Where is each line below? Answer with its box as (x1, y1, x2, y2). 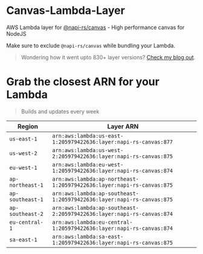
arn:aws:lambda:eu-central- (52, 219, 133, 226)
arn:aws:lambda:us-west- (52, 147, 124, 153)
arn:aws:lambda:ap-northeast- (52, 175, 139, 182)
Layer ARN (107, 122, 139, 130)
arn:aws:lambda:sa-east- (52, 233, 124, 240)
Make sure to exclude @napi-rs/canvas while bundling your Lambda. (6, 42, 175, 49)
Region (17, 122, 38, 130)
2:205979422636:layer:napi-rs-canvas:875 (52, 153, 173, 159)
